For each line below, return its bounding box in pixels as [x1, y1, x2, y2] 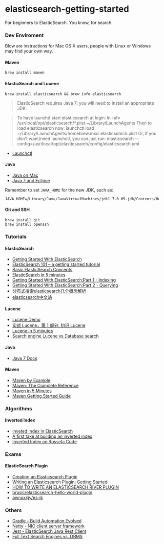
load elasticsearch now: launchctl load [17, 125, 94, 131]
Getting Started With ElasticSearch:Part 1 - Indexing [12, 277, 116, 283]
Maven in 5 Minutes [12, 388, 52, 394]
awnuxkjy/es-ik [12, 495, 43, 500]
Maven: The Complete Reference [12, 382, 79, 388]
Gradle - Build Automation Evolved [12, 518, 82, 524]
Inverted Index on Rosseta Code [12, 438, 77, 444]
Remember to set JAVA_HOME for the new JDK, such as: [5, 187, 114, 193]
